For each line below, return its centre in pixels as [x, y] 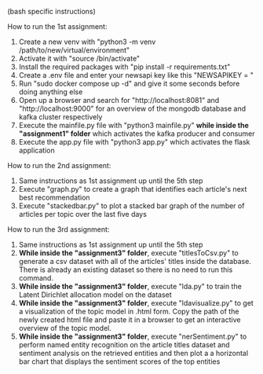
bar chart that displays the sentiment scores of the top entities [119, 361]
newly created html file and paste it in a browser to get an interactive [130, 320]
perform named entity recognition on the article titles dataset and [124, 345]
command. [36, 278]
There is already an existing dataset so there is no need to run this [126, 269]
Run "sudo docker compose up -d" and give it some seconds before [129, 83]
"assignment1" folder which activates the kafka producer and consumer [137, 134]
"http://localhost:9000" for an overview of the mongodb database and [132, 108]
